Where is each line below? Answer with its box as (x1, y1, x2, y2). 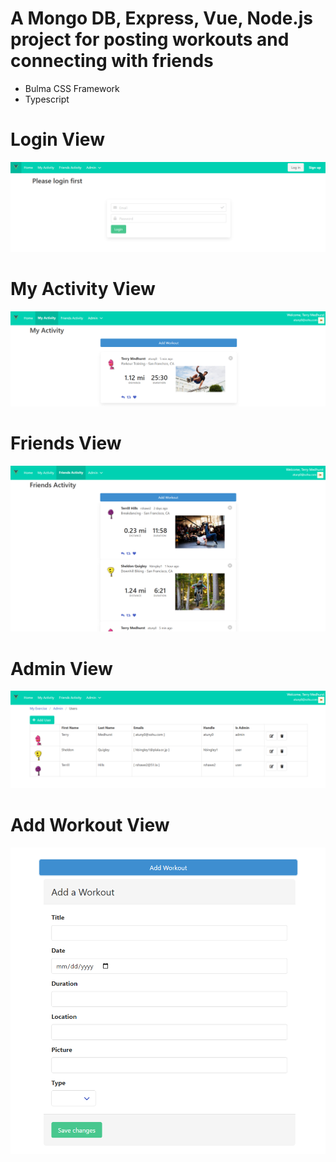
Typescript (24, 93, 70, 105)
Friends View (10, 432, 122, 454)
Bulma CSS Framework (24, 82, 120, 94)
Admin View (10, 657, 113, 680)
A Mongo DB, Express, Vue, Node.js (10, 7, 313, 30)
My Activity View (10, 277, 156, 300)
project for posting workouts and (10, 28, 290, 51)
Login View (10, 128, 105, 151)
